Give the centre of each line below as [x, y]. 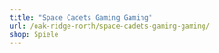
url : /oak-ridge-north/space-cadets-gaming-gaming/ [109, 26]
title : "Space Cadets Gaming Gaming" [81, 18]
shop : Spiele [34, 34]
